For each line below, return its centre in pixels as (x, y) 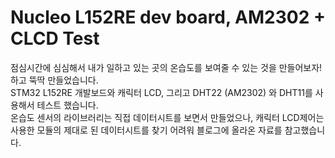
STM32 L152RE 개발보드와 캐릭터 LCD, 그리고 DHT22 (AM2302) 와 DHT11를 (161, 92)
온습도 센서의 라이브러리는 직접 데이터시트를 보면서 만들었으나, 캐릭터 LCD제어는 (167, 117)
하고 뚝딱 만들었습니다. (54, 80)
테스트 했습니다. (67, 105)
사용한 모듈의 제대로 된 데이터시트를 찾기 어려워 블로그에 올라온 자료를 (146, 130)
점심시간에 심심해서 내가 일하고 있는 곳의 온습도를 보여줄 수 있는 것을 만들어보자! (166, 67)
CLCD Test (55, 38)
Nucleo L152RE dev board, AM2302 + (168, 17)
